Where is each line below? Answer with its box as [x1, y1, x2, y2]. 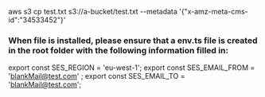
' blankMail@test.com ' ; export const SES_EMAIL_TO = [8, 72, 185, 81]
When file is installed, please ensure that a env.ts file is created [8, 35, 258, 46]
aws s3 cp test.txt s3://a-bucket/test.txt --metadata [8, 7, 177, 16]
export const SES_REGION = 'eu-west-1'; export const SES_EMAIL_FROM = [8, 63, 255, 72]
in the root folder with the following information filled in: [8, 45, 229, 56]
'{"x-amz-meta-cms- [178, 7, 248, 16]
